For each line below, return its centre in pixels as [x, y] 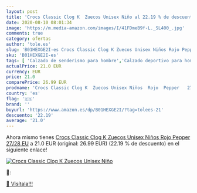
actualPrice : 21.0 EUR [34, 66]
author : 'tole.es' [28, 45]
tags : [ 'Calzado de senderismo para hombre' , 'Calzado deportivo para [94, 60]
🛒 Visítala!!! [20, 184]
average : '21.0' [26, 121]
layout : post [22, 11]
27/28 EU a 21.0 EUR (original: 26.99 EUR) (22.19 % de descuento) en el [93, 144]
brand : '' [18, 104]
